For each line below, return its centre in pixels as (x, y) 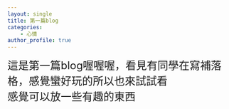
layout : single (30, 14)
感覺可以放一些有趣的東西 (71, 97)
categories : (25, 27)
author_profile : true (39, 41)
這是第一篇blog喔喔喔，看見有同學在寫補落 (114, 66)
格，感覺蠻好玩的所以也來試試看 (87, 81)
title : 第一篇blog (33, 21)
